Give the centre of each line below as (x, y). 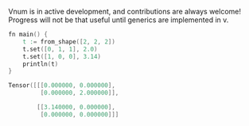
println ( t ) (41, 64)
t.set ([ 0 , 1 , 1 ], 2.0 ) (60, 49)
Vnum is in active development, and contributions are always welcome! (124, 11)
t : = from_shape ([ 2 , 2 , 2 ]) (69, 42)
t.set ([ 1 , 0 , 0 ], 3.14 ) (62, 56)
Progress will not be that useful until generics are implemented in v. (119, 20)
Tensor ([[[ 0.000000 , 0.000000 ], (62, 86)
